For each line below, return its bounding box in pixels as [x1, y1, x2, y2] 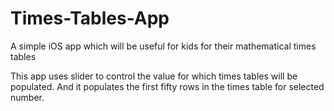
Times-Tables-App [10, 7, 170, 30]
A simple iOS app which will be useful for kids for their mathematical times [10, 40, 317, 52]
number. [10, 91, 45, 103]
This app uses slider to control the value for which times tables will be [10, 70, 298, 82]
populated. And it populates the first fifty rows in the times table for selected [10, 80, 325, 92]
